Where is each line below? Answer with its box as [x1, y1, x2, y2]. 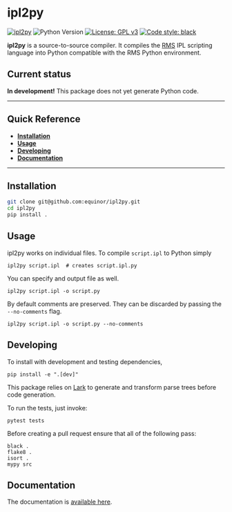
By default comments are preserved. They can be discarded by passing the [7, 299, 222, 308]
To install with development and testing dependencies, [7, 357, 163, 366]
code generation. [7, 390, 57, 399]
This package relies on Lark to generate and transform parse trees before [7, 383, 217, 391]
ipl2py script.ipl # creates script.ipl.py [7, 262, 137, 269]
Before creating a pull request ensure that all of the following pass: [7, 429, 197, 437]
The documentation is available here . [7, 497, 113, 506]
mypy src [7, 461, 32, 468]
